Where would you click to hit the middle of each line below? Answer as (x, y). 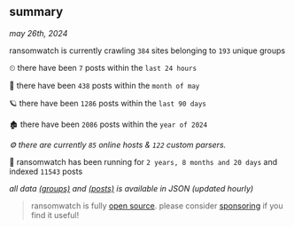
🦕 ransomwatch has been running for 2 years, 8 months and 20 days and (143, 161)
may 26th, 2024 (39, 33)
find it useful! (55, 215)
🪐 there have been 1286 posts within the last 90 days (108, 103)
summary (36, 12)
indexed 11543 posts (46, 171)
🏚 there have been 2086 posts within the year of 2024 (108, 124)
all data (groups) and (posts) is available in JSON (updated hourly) (132, 188)
